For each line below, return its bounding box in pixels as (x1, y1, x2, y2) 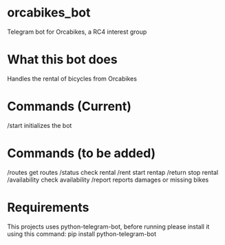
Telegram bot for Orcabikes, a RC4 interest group (7, 28, 147, 36)
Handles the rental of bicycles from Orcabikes (7, 74, 138, 83)
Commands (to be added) (7, 146, 156, 161)
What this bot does (7, 52, 118, 67)
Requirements (7, 200, 89, 215)
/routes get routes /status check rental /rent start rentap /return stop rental (7, 168, 219, 176)
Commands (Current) (7, 98, 132, 114)
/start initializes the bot (7, 121, 72, 129)
